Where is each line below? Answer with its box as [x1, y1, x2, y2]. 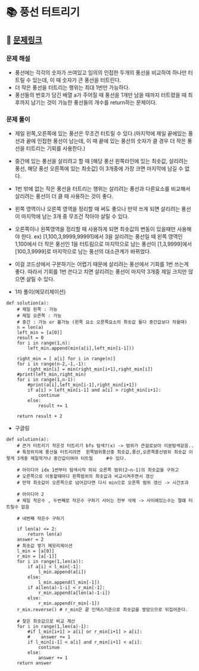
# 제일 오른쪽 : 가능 [17, 313, 62, 319]
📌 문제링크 [6, 35, 43, 45]
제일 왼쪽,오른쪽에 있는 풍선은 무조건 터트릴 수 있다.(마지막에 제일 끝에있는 [14, 130, 187, 137]
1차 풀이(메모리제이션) [14, 288, 66, 296]
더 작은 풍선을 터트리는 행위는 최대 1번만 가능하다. [14, 84, 130, 91]
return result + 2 [17, 413, 63, 419]
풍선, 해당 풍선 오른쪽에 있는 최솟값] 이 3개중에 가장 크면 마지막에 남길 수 [14, 165, 184, 172]
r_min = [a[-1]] [17, 553, 58, 559]
